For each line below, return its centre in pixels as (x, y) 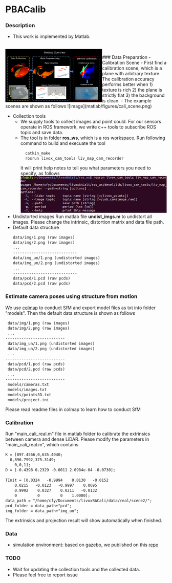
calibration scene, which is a (132, 68)
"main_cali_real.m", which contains (42, 444)
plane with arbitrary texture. (131, 74)
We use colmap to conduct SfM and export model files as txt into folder (81, 308)
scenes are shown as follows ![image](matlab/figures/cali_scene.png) (79, 106)
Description (20, 26)
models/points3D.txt (29, 395)
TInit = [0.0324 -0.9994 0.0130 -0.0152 (57, 480)
